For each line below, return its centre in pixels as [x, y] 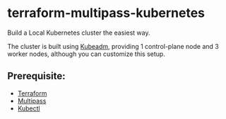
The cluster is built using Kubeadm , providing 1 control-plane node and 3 [113, 46]
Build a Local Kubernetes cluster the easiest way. [79, 33]
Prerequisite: [36, 76]
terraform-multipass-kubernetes [106, 13]
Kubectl [29, 108]
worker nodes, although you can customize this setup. [87, 54]
